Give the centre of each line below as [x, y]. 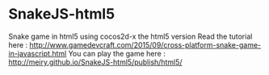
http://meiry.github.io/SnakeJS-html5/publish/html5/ [95, 62]
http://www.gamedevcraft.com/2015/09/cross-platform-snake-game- [145, 44]
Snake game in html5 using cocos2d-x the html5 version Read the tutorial [130, 36]
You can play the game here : [117, 53]
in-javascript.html [38, 53]
